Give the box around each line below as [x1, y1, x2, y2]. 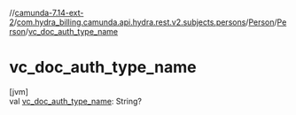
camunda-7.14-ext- [14, 8, 84, 18]
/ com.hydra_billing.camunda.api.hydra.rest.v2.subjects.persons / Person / [13, 17, 277, 27]
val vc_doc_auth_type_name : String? [9, 96, 142, 106]
